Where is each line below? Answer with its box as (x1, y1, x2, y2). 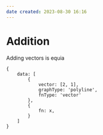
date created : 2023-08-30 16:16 (6, 8, 87, 15)
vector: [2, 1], (38, 81, 79, 87)
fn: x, (38, 108, 55, 113)
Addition (6, 34, 50, 48)
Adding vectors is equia (6, 54, 65, 62)
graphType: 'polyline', (38, 87, 98, 93)
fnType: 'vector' (38, 92, 82, 98)
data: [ (17, 71, 36, 77)
